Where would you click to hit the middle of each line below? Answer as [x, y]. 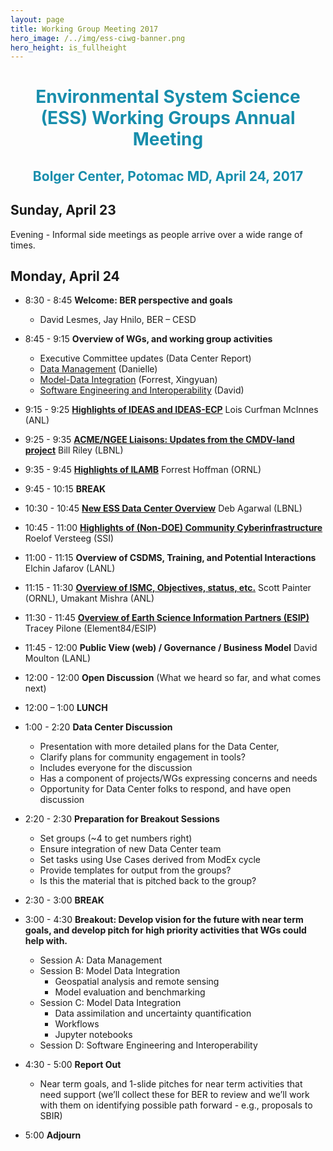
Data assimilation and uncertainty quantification [153, 1013]
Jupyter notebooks [93, 1035]
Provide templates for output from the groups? [135, 870]
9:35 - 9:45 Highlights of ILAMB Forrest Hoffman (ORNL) [143, 470]
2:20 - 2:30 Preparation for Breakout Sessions [122, 819]
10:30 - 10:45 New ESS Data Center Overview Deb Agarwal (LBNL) [163, 508]
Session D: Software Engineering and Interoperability [148, 1045]
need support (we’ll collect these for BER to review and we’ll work [174, 1095]
